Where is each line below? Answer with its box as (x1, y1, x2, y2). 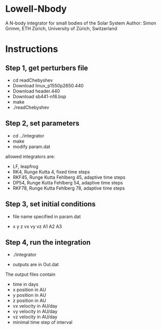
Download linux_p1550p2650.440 (12, 82, 84, 88)
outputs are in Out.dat (12, 262, 59, 268)
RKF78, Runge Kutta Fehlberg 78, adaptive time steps (12, 185, 125, 191)
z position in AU (12, 297, 47, 304)
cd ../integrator (12, 132, 44, 138)
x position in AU (12, 287, 47, 293)
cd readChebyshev (12, 77, 53, 83)
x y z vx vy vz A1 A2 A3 (12, 223, 62, 229)
